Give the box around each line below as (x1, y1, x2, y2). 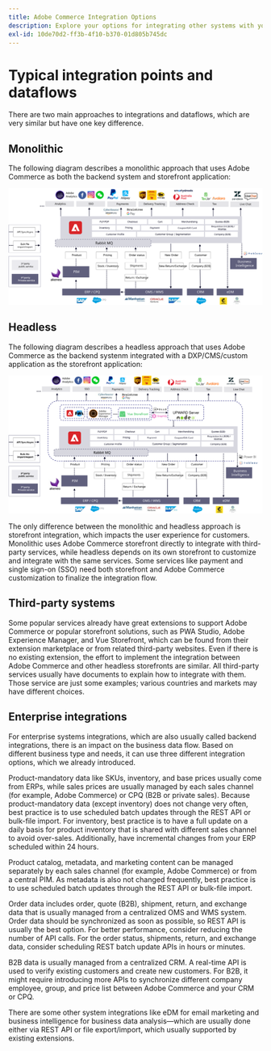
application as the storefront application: (8, 359, 143, 369)
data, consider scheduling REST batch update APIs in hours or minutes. (8, 942, 246, 952)
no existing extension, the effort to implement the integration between (8, 652, 240, 662)
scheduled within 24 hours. (8, 842, 99, 851)
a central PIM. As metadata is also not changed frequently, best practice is (8, 874, 256, 884)
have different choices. (8, 686, 85, 696)
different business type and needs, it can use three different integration (8, 749, 246, 758)
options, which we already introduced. (8, 757, 135, 767)
